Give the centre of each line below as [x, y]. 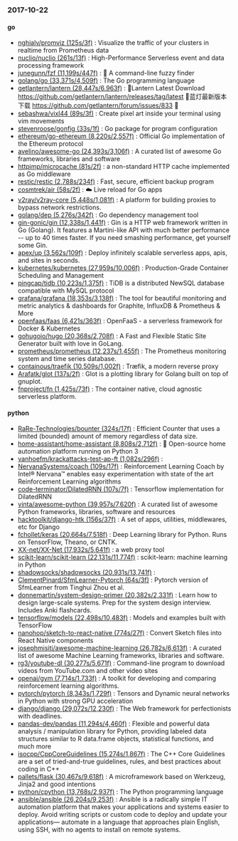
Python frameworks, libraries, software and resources [96, 512]
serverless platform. [47, 397]
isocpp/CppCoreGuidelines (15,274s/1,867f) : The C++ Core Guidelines [121, 754]
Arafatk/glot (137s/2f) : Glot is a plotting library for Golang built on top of [123, 374]
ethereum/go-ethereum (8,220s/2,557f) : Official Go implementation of [121, 136]
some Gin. [33, 245]
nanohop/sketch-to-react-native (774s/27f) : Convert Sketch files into [120, 633]
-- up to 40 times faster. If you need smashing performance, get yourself [124, 238]
